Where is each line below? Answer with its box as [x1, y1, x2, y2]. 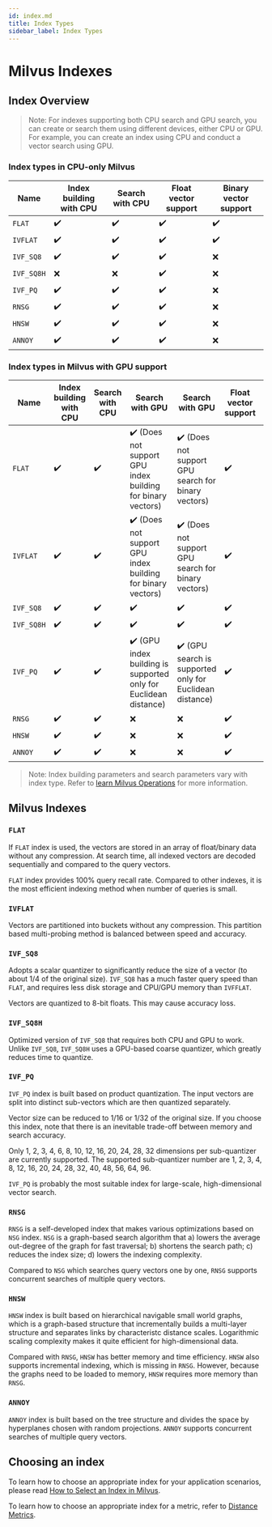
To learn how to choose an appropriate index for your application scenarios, [8, 1477, 261, 1487]
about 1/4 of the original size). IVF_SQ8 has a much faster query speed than [8, 974, 258, 984]
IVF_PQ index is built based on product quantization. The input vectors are [8, 1088, 254, 1098]
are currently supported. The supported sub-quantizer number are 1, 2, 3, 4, [8, 1155, 262, 1164]
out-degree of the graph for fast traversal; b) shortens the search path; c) [8, 1241, 253, 1251]
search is [176, 653, 212, 664]
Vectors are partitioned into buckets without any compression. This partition [8, 920, 262, 929]
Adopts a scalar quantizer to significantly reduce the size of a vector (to [8, 965, 248, 976]
